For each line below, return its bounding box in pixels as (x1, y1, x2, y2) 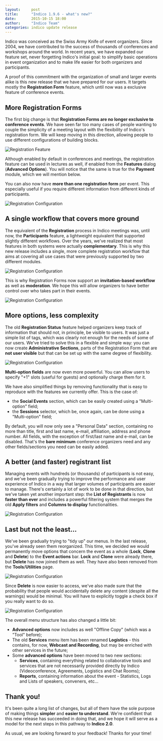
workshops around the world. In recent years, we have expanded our (5, 49, 144, 55)
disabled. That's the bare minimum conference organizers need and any (5, 438, 151, 444)
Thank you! (5, 692, 40, 701)
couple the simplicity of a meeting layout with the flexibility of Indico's (5, 127, 145, 132)
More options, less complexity (5, 311, 99, 320)
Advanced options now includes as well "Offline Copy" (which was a (12, 627, 151, 633)
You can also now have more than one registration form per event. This (5, 181, 150, 186)
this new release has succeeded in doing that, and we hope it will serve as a (5, 716, 158, 722)
